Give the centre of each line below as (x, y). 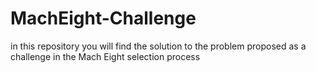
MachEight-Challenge (103, 18)
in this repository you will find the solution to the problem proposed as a (158, 46)
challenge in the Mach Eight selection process (105, 56)
